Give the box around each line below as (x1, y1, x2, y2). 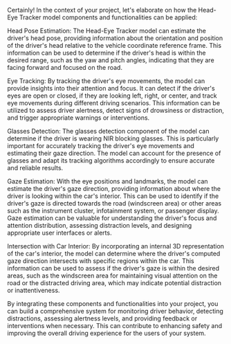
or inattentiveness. (7, 287, 60, 294)
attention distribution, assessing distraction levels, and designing (7, 221, 192, 229)
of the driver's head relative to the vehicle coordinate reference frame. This (7, 42, 222, 49)
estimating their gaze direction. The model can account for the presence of (7, 149, 221, 157)
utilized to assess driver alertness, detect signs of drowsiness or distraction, (7, 107, 225, 114)
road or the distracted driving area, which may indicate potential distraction (7, 279, 222, 287)
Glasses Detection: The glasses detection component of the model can (7, 127, 210, 135)
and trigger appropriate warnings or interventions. (7, 114, 150, 122)
